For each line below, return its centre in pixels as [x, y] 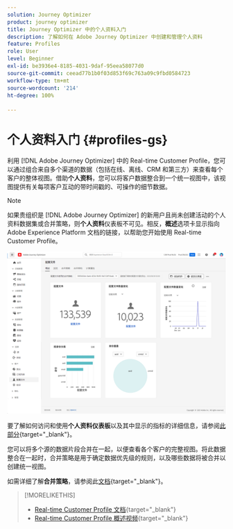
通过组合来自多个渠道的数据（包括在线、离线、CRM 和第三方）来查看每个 [118, 170]
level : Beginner [31, 59]
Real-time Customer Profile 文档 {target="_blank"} [105, 510]
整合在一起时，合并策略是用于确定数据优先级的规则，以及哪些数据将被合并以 [116, 458]
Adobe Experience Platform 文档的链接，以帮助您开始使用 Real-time [104, 232]
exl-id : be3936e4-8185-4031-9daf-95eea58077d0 [76, 66]
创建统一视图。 [28, 466]
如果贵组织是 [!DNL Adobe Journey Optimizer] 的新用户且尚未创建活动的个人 [116, 215]
